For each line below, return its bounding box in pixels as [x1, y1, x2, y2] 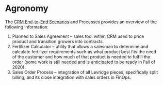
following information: [5, 24, 49, 29]
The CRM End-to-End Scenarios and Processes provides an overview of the [5, 19, 157, 25]
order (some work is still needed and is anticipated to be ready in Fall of [12, 59, 156, 65]
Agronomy [5, 3, 49, 14]
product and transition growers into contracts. [12, 38, 104, 44]
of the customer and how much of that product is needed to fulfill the [12, 54, 150, 59]
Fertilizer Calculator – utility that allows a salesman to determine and [12, 43, 148, 49]
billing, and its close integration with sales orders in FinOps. [12, 74, 131, 80]
